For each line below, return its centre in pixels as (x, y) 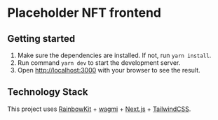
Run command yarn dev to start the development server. (99, 63)
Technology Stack (48, 92)
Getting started (41, 39)
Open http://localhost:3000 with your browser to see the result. (109, 70)
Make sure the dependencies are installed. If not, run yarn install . (114, 55)
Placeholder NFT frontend (84, 13)
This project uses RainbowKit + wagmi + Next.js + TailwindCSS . (99, 109)
